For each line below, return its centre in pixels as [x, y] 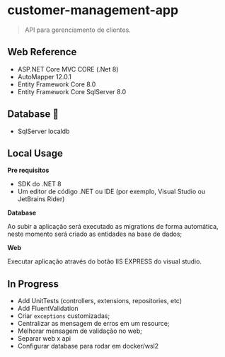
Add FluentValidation [48, 308]
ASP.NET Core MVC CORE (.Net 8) [68, 69]
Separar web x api [44, 339]
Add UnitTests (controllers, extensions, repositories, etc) [100, 301]
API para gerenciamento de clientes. [77, 30]
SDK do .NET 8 [39, 184]
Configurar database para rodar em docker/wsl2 [88, 346]
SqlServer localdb [44, 131]
